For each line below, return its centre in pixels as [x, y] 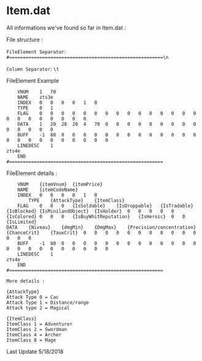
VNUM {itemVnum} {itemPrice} [60, 184]
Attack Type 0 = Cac [33, 297]
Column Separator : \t [33, 69]
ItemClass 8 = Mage [31, 340]
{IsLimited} [21, 222]
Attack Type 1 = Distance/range [48, 302]
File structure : [25, 39]
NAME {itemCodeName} [48, 190]
